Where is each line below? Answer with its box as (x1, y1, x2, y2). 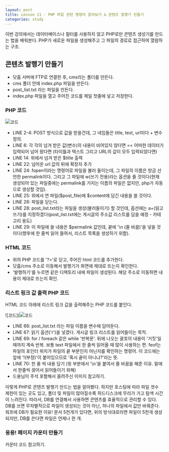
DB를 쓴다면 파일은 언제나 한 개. (20, 415, 82, 421)
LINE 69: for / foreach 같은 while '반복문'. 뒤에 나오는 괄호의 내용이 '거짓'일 (12, 335, 162, 342)
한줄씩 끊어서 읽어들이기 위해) (18, 367, 76, 373)
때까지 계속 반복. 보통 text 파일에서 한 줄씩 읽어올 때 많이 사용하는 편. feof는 (12, 342, 161, 348)
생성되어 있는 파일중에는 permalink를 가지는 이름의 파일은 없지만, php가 (12, 180, 154, 186)
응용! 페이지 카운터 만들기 (5, 429, 63, 436)
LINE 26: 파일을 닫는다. (12, 199, 59, 205)
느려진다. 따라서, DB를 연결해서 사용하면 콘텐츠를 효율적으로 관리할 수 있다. (10, 397, 157, 403)
